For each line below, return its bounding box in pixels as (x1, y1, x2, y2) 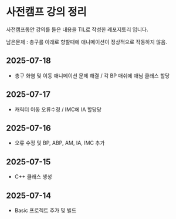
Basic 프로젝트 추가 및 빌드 (14, 207, 77, 214)
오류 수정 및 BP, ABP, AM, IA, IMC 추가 (14, 139, 105, 147)
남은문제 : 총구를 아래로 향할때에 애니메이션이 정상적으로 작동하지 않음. (6, 38, 167, 45)
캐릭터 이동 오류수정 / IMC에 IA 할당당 (14, 106, 101, 113)
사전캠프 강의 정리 (6, 5, 87, 19)
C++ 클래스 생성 (14, 173, 52, 180)
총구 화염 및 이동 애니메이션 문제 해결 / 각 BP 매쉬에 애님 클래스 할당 (14, 72, 170, 79)
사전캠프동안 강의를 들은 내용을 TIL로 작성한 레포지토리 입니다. (6, 26, 148, 33)
